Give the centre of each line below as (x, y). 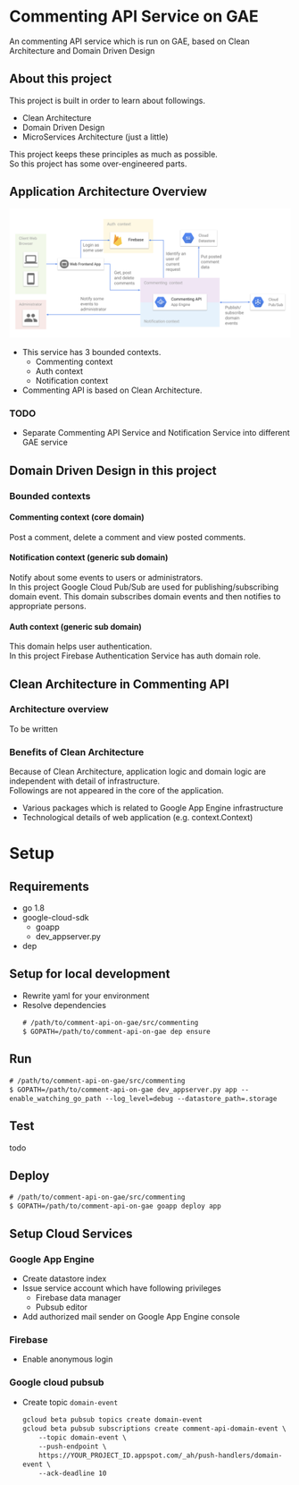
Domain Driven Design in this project (113, 470)
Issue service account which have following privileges (121, 1288)
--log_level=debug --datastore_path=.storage (191, 1099)
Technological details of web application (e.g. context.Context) (137, 818)
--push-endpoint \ (73, 1447)
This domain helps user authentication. (81, 647)
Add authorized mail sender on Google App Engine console (131, 1317)
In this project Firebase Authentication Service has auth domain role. (135, 656)
